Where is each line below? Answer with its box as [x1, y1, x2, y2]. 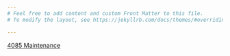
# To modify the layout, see [7, 16, 90, 23]
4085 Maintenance [7, 41, 61, 49]
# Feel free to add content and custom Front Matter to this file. [7, 10, 204, 17]
